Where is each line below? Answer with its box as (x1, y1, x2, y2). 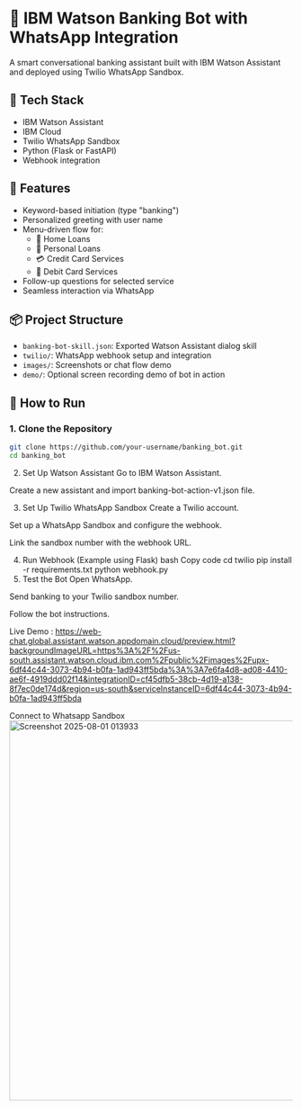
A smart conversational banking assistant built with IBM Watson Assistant (9, 57, 281, 67)
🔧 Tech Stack (9, 93, 84, 108)
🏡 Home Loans (35, 233, 91, 244)
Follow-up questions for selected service (22, 275, 174, 286)
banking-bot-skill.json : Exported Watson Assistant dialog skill (22, 341, 258, 352)
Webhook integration (22, 155, 101, 166)
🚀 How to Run (9, 395, 86, 410)
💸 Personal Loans (35, 243, 102, 254)
